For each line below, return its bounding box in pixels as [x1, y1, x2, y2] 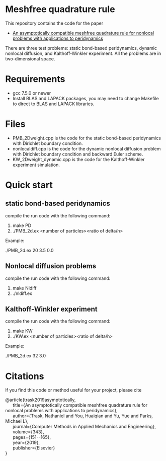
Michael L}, [5, 418, 29, 424]
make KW [12, 328, 33, 334]
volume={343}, [12, 429, 44, 435]
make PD [12, 222, 32, 228]
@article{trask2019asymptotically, [5, 397, 76, 403]
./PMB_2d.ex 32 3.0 [5, 353, 46, 359]
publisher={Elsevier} [12, 445, 55, 451]
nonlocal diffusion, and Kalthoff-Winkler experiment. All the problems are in [5, 50, 161, 56]
